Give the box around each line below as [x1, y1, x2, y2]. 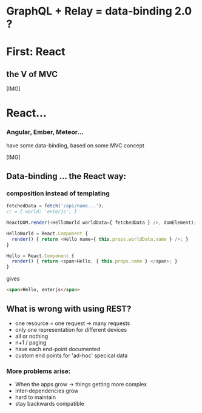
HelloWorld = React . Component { [6, 230, 88, 237]
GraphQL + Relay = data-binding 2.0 [6, 4, 192, 18]
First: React [6, 45, 66, 59]
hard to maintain [15, 394, 56, 401]
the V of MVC [6, 69, 58, 79]
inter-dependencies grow [15, 387, 79, 395]
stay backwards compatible [15, 400, 85, 408]
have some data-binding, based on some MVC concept [6, 141, 144, 149]
